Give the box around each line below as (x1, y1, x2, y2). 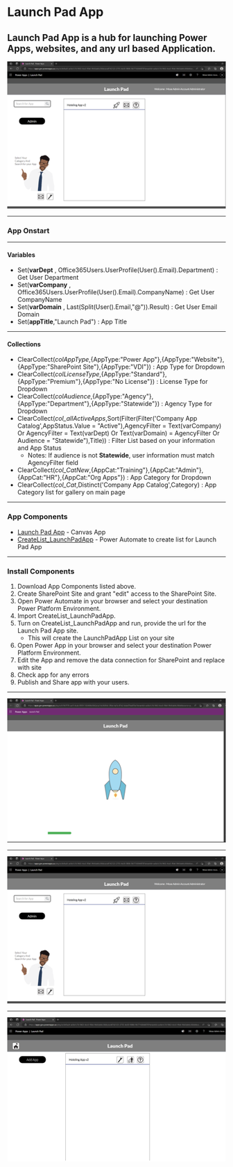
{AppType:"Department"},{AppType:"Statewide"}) (17, 400, 160, 408)
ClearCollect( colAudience (17, 392, 92, 401)
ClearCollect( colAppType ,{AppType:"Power (17, 355, 141, 364)
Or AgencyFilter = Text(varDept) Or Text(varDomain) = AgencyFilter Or (17, 429, 220, 437)
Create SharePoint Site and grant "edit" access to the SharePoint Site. (17, 589, 217, 598)
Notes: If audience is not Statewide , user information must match (27, 451, 215, 460)
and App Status (17, 444, 62, 452)
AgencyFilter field (27, 459, 78, 467)
